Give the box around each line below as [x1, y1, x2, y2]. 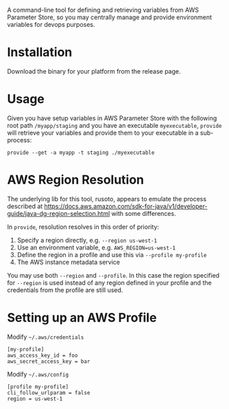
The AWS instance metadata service [16, 258, 120, 266]
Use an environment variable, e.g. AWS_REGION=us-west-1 [16, 243, 176, 252]
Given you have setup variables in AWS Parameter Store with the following [7, 113, 217, 122]
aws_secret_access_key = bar [7, 357, 91, 365]
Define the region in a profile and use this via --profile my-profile [16, 250, 207, 258]
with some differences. [111, 209, 176, 217]
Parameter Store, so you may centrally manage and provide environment [7, 13, 213, 21]
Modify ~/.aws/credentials [7, 333, 84, 341]
